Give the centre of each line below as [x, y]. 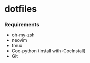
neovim [19, 40]
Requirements [22, 25]
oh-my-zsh [23, 35]
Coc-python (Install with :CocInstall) [48, 51]
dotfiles [21, 9]
